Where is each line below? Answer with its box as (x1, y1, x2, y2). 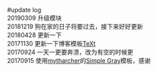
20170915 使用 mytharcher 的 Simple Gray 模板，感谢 (7, 57, 151, 64)
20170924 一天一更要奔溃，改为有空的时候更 (7, 48, 134, 56)
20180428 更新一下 (7, 31, 62, 39)
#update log (7, 6, 42, 14)
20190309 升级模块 (7, 14, 62, 22)
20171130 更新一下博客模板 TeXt (7, 40, 96, 47)
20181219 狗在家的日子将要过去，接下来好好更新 (7, 23, 144, 30)
